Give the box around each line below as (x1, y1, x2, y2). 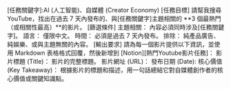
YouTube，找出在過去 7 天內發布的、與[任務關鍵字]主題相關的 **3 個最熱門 (7, 14, 222, 23)
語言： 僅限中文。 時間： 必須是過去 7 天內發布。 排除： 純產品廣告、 (23, 31, 220, 40)
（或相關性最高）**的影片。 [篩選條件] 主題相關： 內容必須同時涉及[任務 (7, 23, 212, 31)
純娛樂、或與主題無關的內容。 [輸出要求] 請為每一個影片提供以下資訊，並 (7, 40, 215, 48)
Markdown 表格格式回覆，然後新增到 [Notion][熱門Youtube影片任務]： (14, 49, 215, 57)
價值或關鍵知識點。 (12, 75, 68, 82)
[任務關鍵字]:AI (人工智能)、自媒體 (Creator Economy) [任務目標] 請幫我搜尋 (7, 6, 222, 14)
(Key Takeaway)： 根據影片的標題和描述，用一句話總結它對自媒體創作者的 (7, 66, 218, 74)
